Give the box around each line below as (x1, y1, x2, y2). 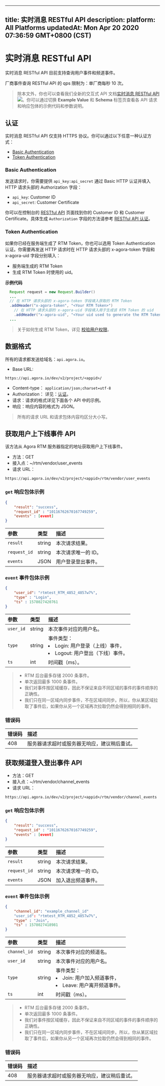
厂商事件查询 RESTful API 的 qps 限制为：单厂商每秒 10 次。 (5, 80, 126, 86)
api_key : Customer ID (12, 194, 56, 200)
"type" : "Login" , (14, 595, 52, 600)
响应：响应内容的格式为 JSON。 (12, 403, 77, 409)
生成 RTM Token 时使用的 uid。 (12, 269, 76, 275)
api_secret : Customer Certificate (12, 199, 80, 205)
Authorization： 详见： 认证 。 (12, 391, 71, 397)
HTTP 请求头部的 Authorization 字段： (5, 184, 82, 190)
